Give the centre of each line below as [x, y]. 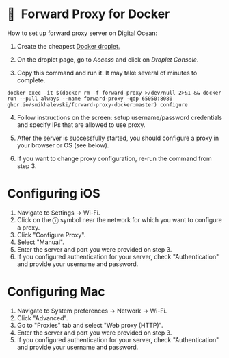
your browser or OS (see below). [63, 145]
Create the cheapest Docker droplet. [68, 46]
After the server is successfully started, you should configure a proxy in [118, 138]
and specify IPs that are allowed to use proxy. [81, 124]
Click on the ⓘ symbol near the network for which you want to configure [119, 219]
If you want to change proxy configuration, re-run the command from [114, 158]
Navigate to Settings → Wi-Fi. [58, 213]
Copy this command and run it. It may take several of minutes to [107, 73]
